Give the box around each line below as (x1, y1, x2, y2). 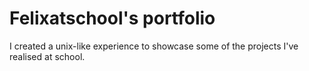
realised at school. (9, 50, 86, 62)
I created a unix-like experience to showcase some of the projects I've (9, 40, 299, 52)
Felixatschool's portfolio (9, 7, 216, 30)
